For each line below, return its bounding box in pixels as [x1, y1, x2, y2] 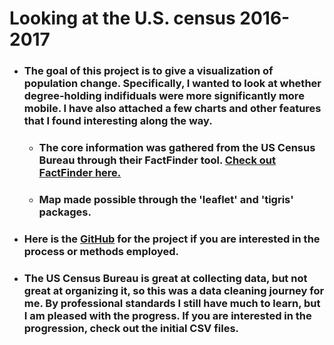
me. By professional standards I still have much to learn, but [23, 296, 321, 310]
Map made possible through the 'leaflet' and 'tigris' [38, 192, 294, 206]
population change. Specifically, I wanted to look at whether [23, 77, 322, 91]
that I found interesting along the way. [23, 114, 213, 128]
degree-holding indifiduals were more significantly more [23, 89, 305, 103]
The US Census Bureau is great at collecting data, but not [23, 271, 308, 285]
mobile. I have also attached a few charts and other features [23, 102, 322, 116]
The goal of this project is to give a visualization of [23, 64, 274, 78]
